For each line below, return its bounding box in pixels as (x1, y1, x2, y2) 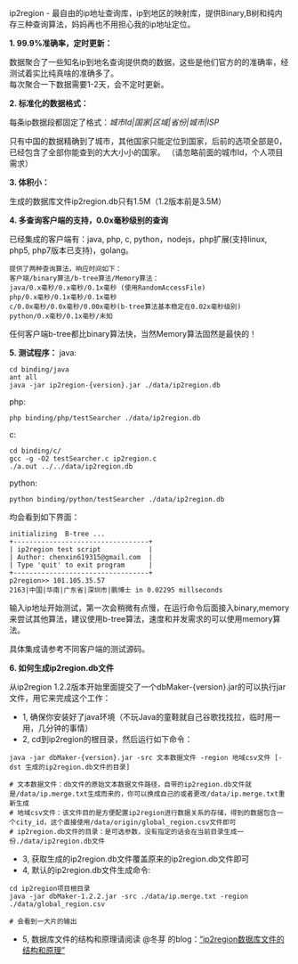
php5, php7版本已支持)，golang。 (9, 245, 133, 256)
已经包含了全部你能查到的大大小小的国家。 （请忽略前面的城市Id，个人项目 (9, 147, 284, 158)
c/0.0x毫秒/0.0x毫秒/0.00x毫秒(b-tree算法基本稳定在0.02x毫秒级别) (9, 302, 242, 311)
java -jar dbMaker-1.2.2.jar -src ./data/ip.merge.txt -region (9, 892, 249, 901)
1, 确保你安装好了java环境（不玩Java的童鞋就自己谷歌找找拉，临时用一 (21, 712, 281, 722)
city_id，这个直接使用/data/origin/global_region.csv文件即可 (15, 818, 237, 827)
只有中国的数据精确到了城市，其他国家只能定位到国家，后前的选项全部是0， (9, 136, 287, 146)
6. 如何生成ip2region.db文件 (9, 663, 114, 673)
